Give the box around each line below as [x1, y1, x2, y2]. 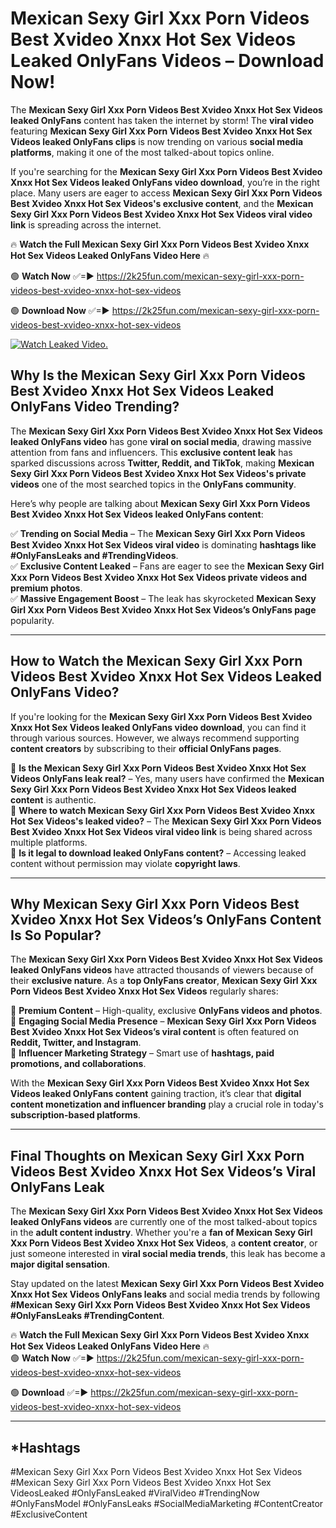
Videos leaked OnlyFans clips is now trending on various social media [10, 135, 304, 147]
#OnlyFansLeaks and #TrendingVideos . [10, 549, 179, 561]
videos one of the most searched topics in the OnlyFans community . [10, 478, 297, 490]
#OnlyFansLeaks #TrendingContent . [10, 1310, 165, 1322]
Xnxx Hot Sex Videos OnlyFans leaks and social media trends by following [10, 1288, 321, 1301]
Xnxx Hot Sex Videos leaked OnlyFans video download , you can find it [10, 721, 307, 733]
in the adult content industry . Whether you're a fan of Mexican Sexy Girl [10, 1227, 313, 1239]
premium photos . [10, 582, 83, 594]
